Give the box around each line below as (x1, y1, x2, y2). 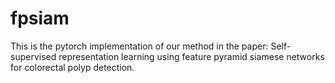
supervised (10, 50, 57, 62)
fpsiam (10, 7, 70, 30)
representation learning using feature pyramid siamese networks (58, 50, 325, 62)
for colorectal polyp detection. (10, 61, 135, 73)
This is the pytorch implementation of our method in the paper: (10, 40, 269, 52)
